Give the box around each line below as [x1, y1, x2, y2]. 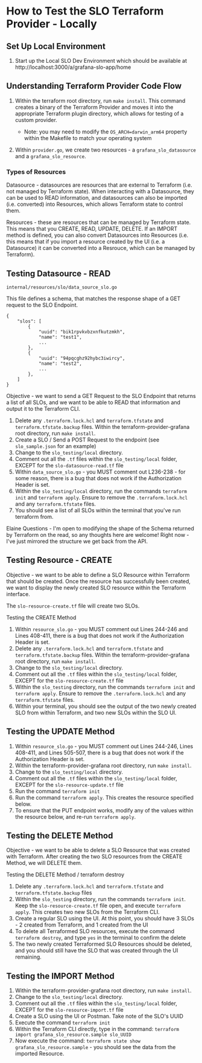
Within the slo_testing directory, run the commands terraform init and [14, 683, 195, 690]
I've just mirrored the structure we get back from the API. [6, 538, 148, 545]
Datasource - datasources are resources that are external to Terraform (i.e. [6, 181, 193, 188]
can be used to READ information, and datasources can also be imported [6, 194, 188, 202]
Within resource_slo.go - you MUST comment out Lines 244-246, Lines [14, 742, 194, 750]
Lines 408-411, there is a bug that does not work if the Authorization [14, 632, 185, 639]
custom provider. [14, 116, 57, 123]
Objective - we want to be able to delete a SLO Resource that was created [6, 847, 190, 854]
